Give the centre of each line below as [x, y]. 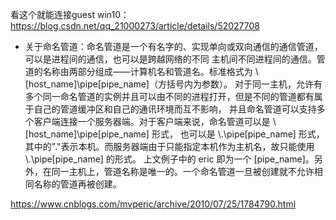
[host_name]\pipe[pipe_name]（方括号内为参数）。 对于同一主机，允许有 [173, 84]
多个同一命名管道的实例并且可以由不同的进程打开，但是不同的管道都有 [169, 96]
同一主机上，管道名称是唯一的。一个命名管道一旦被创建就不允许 [183, 171]
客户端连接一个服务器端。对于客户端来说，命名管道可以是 [152, 121]
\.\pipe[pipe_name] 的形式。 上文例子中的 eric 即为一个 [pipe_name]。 [169, 159]
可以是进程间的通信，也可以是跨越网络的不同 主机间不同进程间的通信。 [170, 59]
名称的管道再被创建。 [77, 184]
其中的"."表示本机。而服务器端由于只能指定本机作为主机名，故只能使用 [169, 146]
